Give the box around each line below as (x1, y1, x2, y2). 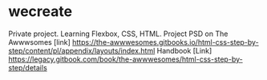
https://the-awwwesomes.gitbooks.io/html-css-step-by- (71, 37, 259, 46)
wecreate (8, 2, 73, 21)
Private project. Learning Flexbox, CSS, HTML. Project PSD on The (8, 29, 229, 38)
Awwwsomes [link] (8, 37, 71, 46)
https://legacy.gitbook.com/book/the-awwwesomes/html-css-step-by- (8, 54, 243, 64)
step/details (8, 62, 48, 72)
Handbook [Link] (156, 46, 212, 55)
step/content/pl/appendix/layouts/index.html (8, 46, 156, 55)
